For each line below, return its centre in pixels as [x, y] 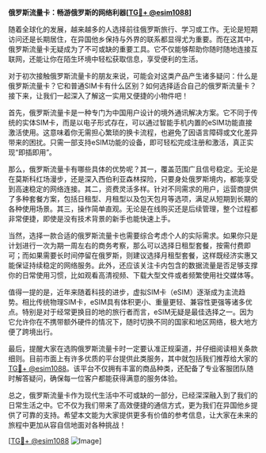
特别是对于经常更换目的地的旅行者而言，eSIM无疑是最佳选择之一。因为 [138, 312]
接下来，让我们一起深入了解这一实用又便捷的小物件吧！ [98, 96]
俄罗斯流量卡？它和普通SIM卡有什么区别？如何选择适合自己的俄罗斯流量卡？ [133, 86]
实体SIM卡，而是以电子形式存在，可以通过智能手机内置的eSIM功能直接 [137, 123]
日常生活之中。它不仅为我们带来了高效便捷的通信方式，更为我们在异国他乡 [129, 405]
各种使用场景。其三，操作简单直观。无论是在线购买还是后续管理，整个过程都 [133, 209]
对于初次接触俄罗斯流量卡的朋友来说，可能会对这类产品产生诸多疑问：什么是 [133, 76]
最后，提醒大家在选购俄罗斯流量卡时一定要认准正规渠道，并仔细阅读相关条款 [133, 349]
